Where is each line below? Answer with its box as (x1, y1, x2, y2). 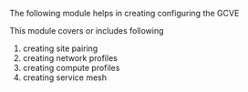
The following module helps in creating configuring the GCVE (9, 8, 240, 18)
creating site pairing (22, 43, 98, 54)
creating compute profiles (22, 63, 120, 73)
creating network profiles (22, 53, 119, 63)
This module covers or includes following (9, 26, 164, 36)
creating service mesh (22, 72, 108, 83)
